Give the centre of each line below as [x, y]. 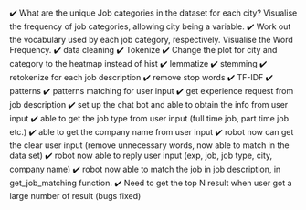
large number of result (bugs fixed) [75, 196]
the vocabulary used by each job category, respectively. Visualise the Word [152, 40]
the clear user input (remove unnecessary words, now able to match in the [149, 145]
